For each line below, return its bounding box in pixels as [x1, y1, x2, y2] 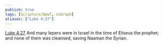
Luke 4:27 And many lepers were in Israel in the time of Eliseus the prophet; [5, 30, 159, 36]
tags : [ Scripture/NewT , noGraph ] [5, 12, 74, 17]
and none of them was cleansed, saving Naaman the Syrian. [5, 35, 127, 41]
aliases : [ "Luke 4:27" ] [5, 16, 54, 21]
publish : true [5, 7, 35, 12]
